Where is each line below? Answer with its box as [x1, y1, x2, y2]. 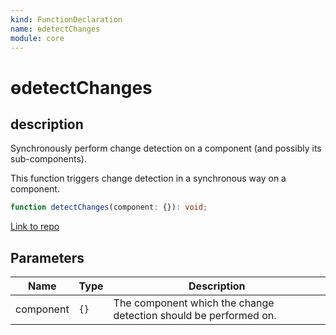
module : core [10, 33, 65, 43]
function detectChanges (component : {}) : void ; [10, 202, 208, 213]
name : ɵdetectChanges [10, 24, 101, 34]
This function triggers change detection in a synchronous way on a [10, 172, 287, 185]
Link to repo [10, 221, 60, 233]
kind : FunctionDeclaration [10, 14, 123, 25]
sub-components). [10, 153, 87, 165]
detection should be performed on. [113, 309, 277, 323]
